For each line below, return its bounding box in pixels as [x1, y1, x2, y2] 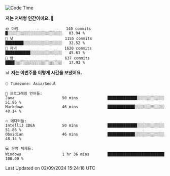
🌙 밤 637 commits [5, 56, 90, 61]
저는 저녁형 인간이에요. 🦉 [5, 15, 54, 21]
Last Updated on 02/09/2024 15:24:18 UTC [5, 165, 95, 171]
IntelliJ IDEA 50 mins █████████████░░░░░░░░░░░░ [5, 123, 165, 128]
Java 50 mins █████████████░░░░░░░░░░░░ [5, 96, 165, 101]
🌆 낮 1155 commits [5, 36, 92, 41]
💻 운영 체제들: [5, 146, 34, 151]
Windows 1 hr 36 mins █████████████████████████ [5, 152, 165, 157]
